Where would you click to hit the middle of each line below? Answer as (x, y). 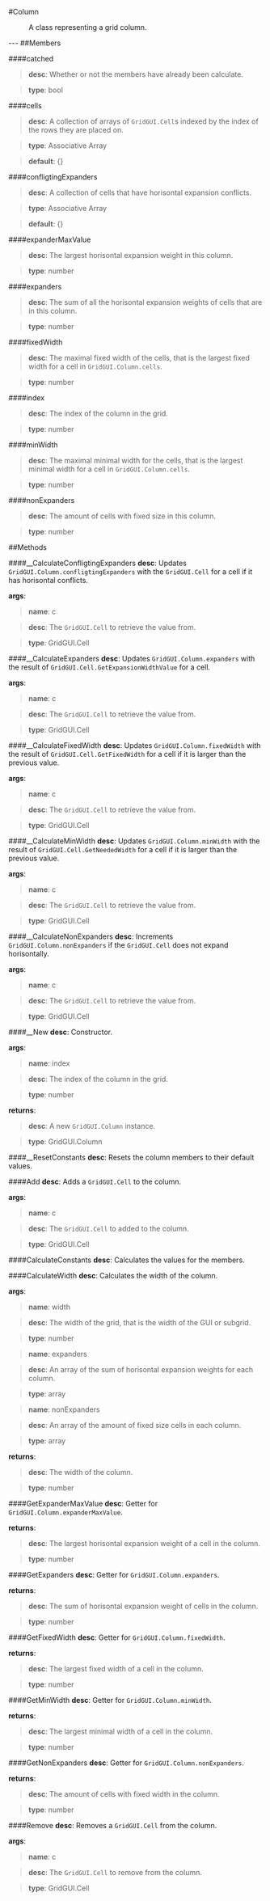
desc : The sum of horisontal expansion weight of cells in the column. (143, 1606)
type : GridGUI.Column (65, 1142)
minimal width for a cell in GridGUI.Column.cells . (109, 469)
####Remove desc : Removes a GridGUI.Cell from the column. (113, 1825)
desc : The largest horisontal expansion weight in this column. (131, 255)
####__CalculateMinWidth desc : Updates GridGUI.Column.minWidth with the (134, 841)
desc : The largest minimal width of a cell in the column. (120, 1731)
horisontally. (29, 954)
